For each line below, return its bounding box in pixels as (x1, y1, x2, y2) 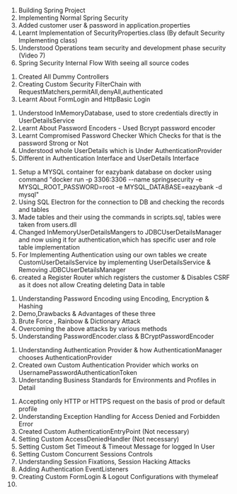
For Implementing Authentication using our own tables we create (18, 251, 207, 259)
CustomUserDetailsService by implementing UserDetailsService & (18, 258, 211, 266)
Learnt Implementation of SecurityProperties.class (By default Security (18, 28, 225, 37)
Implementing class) (18, 36, 78, 45)
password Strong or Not (18, 139, 89, 147)
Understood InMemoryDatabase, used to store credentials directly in (18, 109, 219, 117)
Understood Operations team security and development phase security (18, 44, 226, 52)
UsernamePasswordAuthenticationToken (18, 369, 137, 376)
